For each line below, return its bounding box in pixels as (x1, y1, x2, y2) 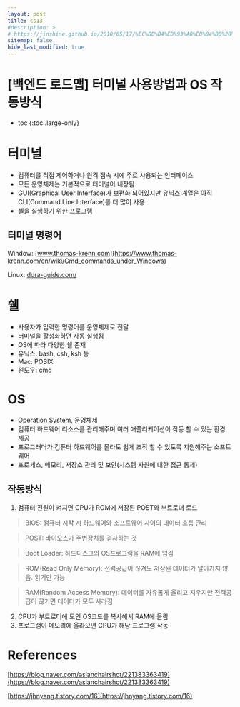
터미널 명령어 (7, 229, 62, 241)
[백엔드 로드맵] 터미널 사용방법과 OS (7, 76, 209, 93)
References (7, 647, 77, 663)
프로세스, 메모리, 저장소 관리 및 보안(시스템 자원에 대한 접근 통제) (17, 460, 198, 468)
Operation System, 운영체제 (17, 416, 98, 424)
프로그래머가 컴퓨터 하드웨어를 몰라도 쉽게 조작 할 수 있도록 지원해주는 (17, 442, 213, 451)
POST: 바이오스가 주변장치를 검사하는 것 (24, 533, 137, 543)
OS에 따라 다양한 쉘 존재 (17, 340, 86, 349)
